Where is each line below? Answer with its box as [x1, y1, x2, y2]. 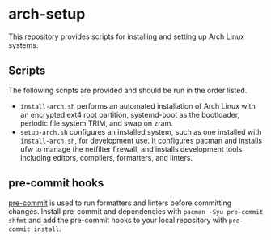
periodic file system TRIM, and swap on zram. [19, 118, 174, 128]
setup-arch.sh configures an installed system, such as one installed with [19, 126, 262, 136]
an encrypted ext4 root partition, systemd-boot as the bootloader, [19, 109, 240, 119]
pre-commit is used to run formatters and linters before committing [8, 198, 232, 208]
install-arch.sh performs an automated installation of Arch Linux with [19, 101, 256, 110]
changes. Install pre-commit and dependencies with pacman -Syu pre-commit [8, 206, 264, 216]
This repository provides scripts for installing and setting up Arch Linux [8, 32, 245, 41]
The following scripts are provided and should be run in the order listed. [8, 85, 248, 95]
